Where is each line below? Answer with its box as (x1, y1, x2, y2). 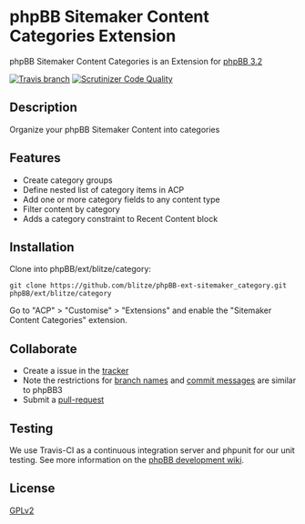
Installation (9, 239, 75, 255)
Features (9, 150, 61, 166)
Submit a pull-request (22, 394, 105, 406)
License (9, 480, 56, 497)
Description (9, 100, 77, 116)
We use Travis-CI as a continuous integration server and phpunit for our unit (9, 445, 296, 456)
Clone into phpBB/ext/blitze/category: (9, 264, 152, 275)
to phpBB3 (22, 385, 63, 396)
